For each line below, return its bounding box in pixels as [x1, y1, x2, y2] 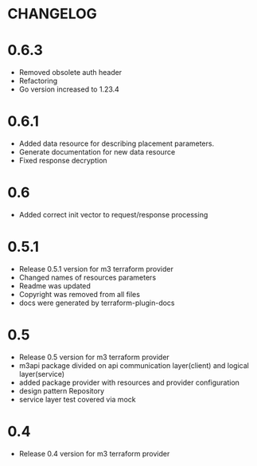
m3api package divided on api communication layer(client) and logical [18, 360, 250, 370]
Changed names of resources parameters [18, 272, 157, 282]
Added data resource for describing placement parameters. [18, 139, 215, 148]
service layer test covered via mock [18, 394, 136, 404]
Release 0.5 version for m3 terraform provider [18, 352, 170, 362]
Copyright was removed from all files [18, 289, 141, 299]
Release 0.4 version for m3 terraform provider [18, 448, 170, 458]
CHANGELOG [7, 5, 97, 23]
